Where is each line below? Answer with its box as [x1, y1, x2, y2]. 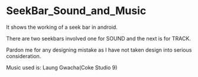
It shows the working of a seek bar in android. [6, 24, 118, 31]
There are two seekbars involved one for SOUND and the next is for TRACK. [6, 35, 191, 42]
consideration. [6, 52, 41, 59]
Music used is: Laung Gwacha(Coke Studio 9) [6, 63, 118, 71]
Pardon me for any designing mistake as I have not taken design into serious [6, 46, 192, 53]
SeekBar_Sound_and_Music [6, 4, 147, 18]
